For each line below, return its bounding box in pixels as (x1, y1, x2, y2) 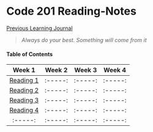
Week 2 (45, 66, 68, 75)
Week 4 (103, 66, 127, 75)
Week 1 (12, 66, 35, 75)
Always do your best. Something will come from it (21, 36, 147, 43)
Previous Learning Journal (6, 24, 73, 32)
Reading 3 (9, 96, 39, 105)
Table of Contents (6, 50, 53, 57)
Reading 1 (9, 76, 39, 85)
